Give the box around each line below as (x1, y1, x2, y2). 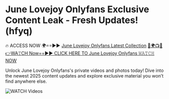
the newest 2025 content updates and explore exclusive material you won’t (5, 72, 164, 79)
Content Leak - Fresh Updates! (5, 14, 138, 26)
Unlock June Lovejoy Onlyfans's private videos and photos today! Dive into (5, 67, 164, 73)
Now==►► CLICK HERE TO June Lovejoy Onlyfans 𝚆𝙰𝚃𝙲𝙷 (29, 50, 155, 56)
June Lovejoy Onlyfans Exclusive (5, 4, 150, 15)
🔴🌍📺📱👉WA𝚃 (147, 42, 163, 48)
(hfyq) (5, 26, 33, 37)
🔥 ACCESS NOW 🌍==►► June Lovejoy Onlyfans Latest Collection (5, 42, 147, 48)
